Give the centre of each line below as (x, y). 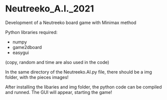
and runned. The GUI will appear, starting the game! (59, 92)
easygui (21, 52)
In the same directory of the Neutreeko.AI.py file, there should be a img (78, 72)
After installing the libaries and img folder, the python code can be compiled (83, 87)
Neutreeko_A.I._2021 (50, 9)
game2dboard (27, 47)
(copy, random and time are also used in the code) (57, 62)
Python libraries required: (31, 32)
